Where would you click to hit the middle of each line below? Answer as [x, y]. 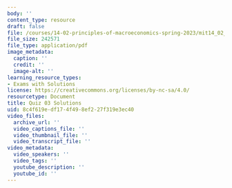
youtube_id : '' [35, 174]
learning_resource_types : [44, 77]
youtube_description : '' [49, 167]
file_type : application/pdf [48, 45]
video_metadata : [30, 148]
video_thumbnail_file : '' [51, 135]
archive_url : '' [37, 122]
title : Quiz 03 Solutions [44, 103]
